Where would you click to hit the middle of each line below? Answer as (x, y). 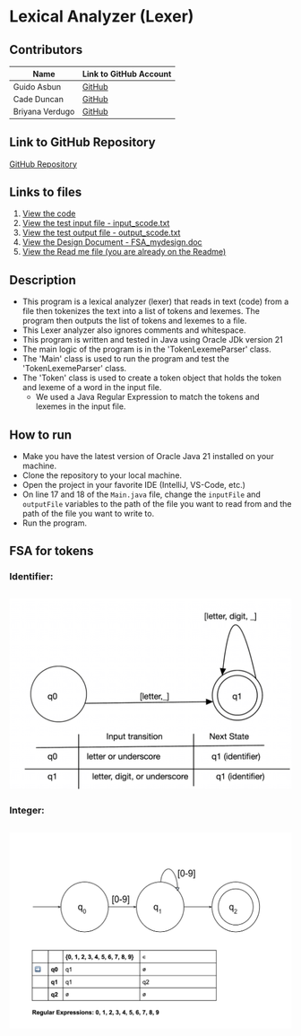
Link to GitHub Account (127, 74)
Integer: (27, 811)
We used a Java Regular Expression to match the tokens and (147, 397)
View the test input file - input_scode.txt (96, 223)
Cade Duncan (39, 99)
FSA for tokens (52, 551)
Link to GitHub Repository (82, 142)
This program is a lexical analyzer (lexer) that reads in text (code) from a (155, 301)
